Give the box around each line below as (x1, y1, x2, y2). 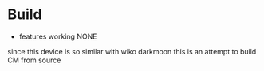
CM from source (7, 55, 61, 65)
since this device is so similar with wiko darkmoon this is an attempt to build (7, 47, 257, 56)
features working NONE (18, 32, 97, 41)
